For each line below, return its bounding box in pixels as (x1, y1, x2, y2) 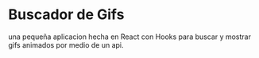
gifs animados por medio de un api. (8, 40, 125, 49)
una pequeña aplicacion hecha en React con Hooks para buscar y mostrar (8, 32, 252, 41)
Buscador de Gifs (8, 6, 125, 24)
